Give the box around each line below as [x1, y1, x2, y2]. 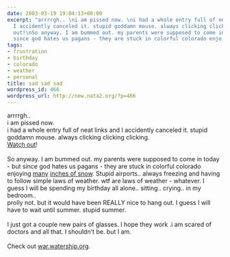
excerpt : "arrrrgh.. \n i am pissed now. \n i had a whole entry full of [7, 16, 216, 23]
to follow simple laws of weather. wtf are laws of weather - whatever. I [7, 177, 205, 185]
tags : [7, 42, 23, 49]
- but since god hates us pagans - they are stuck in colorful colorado [7, 162, 201, 170]
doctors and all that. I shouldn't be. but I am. [7, 228, 131, 236]
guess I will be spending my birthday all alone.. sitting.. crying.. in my [7, 184, 202, 192]
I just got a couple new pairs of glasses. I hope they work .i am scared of [7, 220, 212, 228]
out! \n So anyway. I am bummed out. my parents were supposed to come [13, 29, 216, 36]
